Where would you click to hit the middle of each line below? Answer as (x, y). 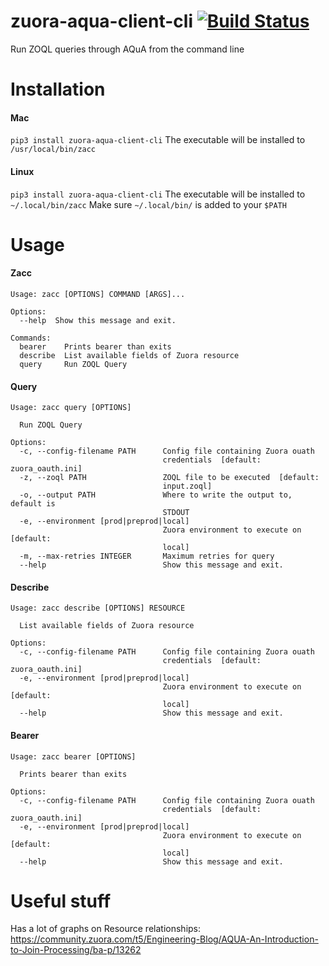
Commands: (31, 338)
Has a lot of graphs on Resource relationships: (106, 929)
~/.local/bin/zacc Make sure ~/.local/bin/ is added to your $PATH (148, 204)
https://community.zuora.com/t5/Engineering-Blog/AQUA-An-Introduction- (164, 939)
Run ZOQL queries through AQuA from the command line (127, 49)
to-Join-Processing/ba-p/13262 (76, 950)
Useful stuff (61, 901)
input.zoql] (187, 486)
